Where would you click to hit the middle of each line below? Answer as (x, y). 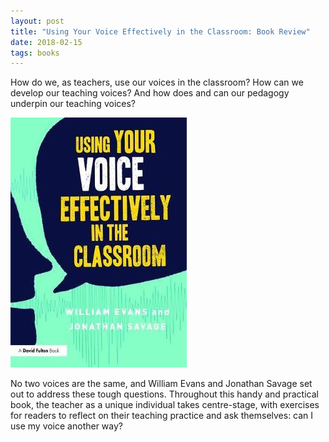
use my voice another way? (67, 426)
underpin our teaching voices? (73, 104)
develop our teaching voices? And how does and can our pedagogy (150, 93)
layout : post (37, 21)
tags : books (35, 53)
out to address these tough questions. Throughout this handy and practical (164, 394)
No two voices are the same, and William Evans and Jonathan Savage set (161, 384)
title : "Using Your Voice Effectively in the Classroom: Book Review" (160, 31)
